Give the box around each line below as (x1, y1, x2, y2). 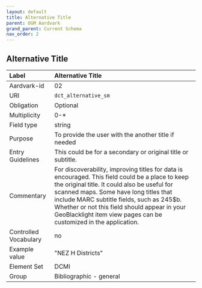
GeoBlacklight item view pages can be (54, 210, 162, 219)
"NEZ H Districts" (54, 248, 103, 257)
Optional (54, 101, 79, 109)
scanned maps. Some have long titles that (54, 187, 173, 196)
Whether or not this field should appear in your (54, 202, 186, 211)
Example (9, 245, 34, 253)
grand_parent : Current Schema (6, 25, 82, 32)
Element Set (9, 262, 43, 271)
